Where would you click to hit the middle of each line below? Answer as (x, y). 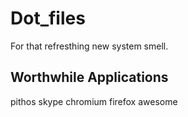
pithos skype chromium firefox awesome (94, 101)
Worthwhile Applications (89, 77)
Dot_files (48, 18)
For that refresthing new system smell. (89, 46)
